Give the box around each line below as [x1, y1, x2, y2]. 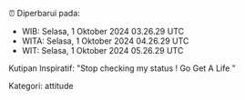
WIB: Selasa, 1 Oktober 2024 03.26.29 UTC [21, 26, 184, 36]
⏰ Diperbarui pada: [8, 8, 81, 18]
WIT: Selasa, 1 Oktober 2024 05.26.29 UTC [21, 45, 184, 55]
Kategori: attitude [8, 81, 74, 91]
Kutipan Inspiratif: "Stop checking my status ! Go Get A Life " [8, 63, 236, 74]
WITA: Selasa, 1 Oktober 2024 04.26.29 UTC [21, 35, 189, 46]
